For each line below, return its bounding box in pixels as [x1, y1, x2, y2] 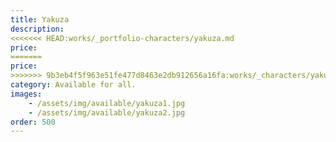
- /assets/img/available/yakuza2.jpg [28, 107, 186, 118]
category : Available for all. [10, 80, 137, 90]
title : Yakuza [10, 14, 70, 25]
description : [10, 24, 65, 34]
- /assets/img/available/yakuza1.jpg [28, 98, 186, 108]
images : [10, 89, 43, 99]
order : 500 [10, 117, 56, 127]
